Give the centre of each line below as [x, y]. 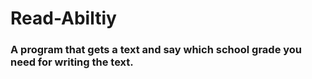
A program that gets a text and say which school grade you [156, 50]
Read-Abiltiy [63, 18]
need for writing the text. [72, 62]
